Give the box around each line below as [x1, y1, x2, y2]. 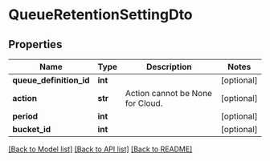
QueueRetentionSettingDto [8, 6, 193, 24]
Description [145, 62, 193, 72]
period [12, 111, 39, 122]
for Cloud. [125, 98, 163, 109]
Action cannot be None [125, 88, 213, 99]
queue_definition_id [12, 74, 90, 86]
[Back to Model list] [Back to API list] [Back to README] [8, 144, 193, 154]
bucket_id [12, 124, 51, 135]
